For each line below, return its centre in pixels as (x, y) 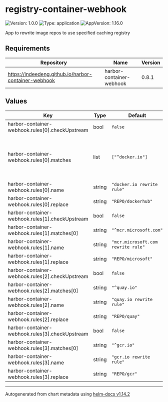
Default (137, 115)
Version (151, 62)
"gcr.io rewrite (131, 357)
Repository (54, 62)
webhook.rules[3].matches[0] (43, 348)
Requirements (27, 48)
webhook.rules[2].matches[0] (43, 290)
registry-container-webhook (66, 9)
